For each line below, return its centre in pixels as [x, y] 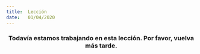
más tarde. [101, 46]
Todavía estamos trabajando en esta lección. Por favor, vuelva [101, 38]
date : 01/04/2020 [31, 17]
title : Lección [27, 12]
